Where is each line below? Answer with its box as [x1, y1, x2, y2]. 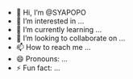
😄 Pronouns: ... [15, 54, 69, 64]
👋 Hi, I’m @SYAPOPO [15, 8, 86, 17]
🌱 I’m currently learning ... [15, 25, 102, 34]
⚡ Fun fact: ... [15, 63, 60, 73]
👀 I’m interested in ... [15, 16, 85, 26]
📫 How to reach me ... [15, 43, 91, 52]
